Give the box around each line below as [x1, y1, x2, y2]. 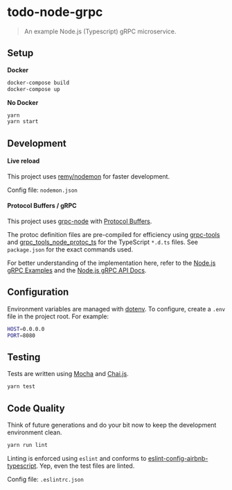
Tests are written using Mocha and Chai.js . [7, 370, 130, 378]
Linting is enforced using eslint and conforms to [7, 454, 147, 462]
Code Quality [7, 402, 65, 414]
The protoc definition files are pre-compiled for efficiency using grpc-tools [7, 231, 220, 239]
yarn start [7, 118, 39, 125]
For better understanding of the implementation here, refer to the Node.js [7, 259, 216, 268]
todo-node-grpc [7, 4, 103, 20]
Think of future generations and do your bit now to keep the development [7, 421, 217, 430]
